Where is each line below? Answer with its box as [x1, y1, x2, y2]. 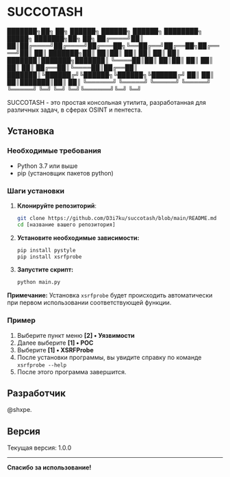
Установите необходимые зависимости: [16, 234, 140, 242]
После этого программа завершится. [16, 367, 127, 376]
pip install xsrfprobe [16, 253, 82, 260]
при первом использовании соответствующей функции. [7, 299, 172, 307]
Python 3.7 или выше [16, 162, 78, 170]
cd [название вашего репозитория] [16, 221, 116, 228]
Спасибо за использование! [7, 463, 92, 472]
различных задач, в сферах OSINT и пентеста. [7, 106, 142, 114]
